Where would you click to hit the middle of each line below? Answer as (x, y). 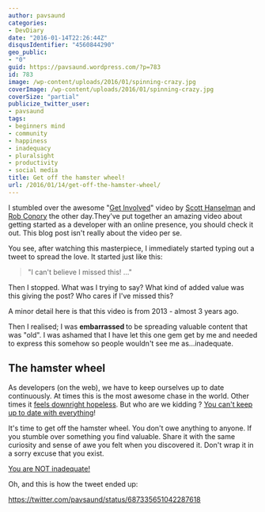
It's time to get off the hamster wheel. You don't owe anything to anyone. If (130, 428)
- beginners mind (37, 126)
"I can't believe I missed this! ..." (79, 272)
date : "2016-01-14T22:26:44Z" (58, 38)
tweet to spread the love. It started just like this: (85, 256)
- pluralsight (32, 155)
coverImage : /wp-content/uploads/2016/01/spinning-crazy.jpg (111, 89)
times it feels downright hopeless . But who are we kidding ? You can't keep (131, 404)
